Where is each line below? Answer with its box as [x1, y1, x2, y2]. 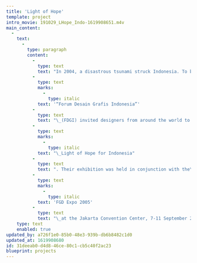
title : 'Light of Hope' [6, 8, 64, 15]
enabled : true [16, 226, 51, 232]
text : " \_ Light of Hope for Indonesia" [37, 150, 135, 156]
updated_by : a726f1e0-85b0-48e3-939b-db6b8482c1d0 [6, 232, 133, 238]
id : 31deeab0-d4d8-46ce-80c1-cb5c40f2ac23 [6, 242, 111, 249]
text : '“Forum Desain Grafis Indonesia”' [37, 101, 141, 107]
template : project [6, 14, 51, 20]
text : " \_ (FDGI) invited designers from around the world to [37, 118, 191, 124]
